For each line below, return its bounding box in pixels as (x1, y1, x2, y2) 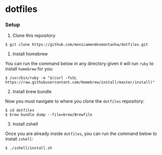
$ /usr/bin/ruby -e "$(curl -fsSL (5, 76, 77, 81)
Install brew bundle (12, 89, 52, 95)
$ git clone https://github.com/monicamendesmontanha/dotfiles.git (5, 42, 149, 47)
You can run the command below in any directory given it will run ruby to (5, 61, 154, 67)
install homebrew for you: (5, 66, 54, 72)
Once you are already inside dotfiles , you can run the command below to (5, 131, 157, 137)
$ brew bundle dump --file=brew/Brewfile (5, 112, 93, 118)
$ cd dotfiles (5, 108, 35, 113)
